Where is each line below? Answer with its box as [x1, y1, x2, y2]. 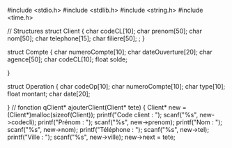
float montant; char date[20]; [7, 90, 91, 98]
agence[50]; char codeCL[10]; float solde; [7, 55, 127, 64]
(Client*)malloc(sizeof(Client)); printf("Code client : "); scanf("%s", [7, 111, 199, 119]
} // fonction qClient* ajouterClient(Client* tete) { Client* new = [7, 103, 187, 111]
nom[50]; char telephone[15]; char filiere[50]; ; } [7, 34, 145, 43]
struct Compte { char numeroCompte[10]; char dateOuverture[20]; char [7, 48, 212, 56]
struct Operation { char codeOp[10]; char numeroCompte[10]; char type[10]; [7, 82, 226, 90]
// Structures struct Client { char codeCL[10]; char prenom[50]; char [7, 27, 202, 35]
